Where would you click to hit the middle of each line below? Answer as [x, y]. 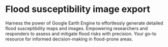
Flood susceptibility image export [78, 9]
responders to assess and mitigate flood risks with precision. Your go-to [81, 33]
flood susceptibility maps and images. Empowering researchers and [77, 28]
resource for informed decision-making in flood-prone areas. [69, 39]
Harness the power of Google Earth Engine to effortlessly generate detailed [84, 23]
